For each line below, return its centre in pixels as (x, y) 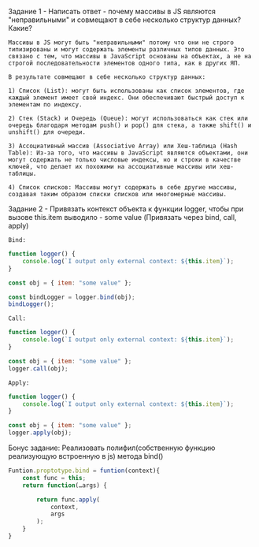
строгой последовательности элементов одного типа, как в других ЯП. (125, 63)
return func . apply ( (68, 500)
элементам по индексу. (45, 105)
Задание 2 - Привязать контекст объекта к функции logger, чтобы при (126, 209)
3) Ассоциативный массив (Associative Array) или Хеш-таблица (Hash (123, 146)
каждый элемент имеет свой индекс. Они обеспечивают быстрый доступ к (126, 98)
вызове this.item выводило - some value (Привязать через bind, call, (122, 217)
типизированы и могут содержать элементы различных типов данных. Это (126, 50)
